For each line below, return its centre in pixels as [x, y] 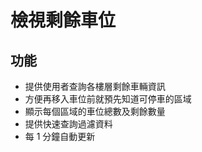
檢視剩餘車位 [63, 20]
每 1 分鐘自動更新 [60, 136]
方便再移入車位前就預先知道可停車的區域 [108, 99]
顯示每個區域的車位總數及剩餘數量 [95, 111]
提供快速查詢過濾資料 [68, 124]
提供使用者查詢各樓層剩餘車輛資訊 [95, 86]
